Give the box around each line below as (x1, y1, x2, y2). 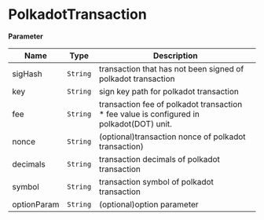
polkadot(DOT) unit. (98, 118, 173, 129)
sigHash (12, 68, 42, 79)
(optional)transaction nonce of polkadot (98, 131, 246, 142)
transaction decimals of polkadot (98, 153, 220, 164)
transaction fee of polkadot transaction (98, 98, 243, 109)
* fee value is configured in (98, 108, 200, 119)
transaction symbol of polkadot (98, 176, 214, 187)
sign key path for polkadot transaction (98, 86, 240, 97)
